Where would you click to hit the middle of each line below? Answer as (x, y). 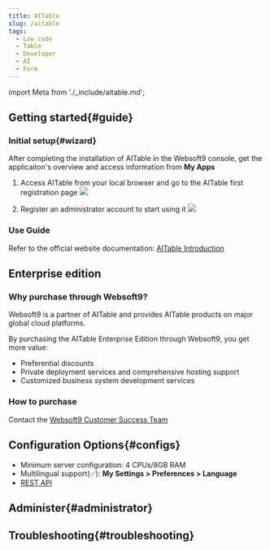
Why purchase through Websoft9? (78, 297)
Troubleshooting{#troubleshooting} (102, 536)
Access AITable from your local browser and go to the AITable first (132, 183)
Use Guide (29, 230)
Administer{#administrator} (81, 508)
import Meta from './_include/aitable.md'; (76, 92)
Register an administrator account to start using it (103, 209)
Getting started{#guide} (71, 118)
